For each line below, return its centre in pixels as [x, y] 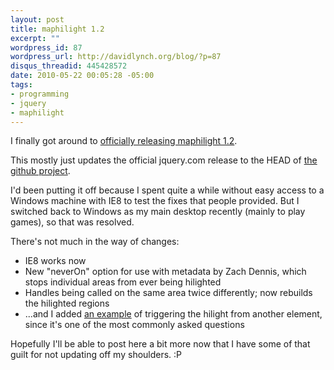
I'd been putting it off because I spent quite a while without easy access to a [167, 190]
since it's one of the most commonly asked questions [134, 325]
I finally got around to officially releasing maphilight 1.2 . [124, 141]
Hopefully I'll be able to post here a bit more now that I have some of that [160, 344]
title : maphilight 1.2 [57, 29]
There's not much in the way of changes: [95, 242]
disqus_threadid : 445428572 [69, 66]
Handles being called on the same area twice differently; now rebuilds [168, 293]
